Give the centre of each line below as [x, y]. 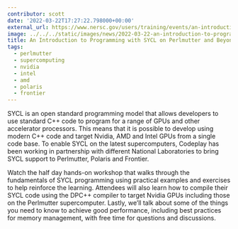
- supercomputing [39, 60]
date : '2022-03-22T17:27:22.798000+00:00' [71, 21]
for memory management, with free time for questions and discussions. [112, 218]
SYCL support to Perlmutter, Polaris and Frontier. [78, 159]
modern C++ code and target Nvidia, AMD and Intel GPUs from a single [112, 137]
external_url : [28, 27]
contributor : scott [36, 14]
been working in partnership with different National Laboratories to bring [113, 151]
